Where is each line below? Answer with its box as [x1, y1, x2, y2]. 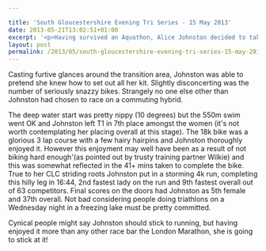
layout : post [8, 40, 51, 48]
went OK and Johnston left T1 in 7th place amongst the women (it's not [8, 119, 240, 128]
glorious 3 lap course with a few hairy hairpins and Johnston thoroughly [8, 135, 243, 145]
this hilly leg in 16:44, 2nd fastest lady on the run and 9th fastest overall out [8, 177, 253, 187]
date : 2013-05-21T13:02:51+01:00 [8, 25, 119, 34]
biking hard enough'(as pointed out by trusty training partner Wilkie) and [8, 152, 245, 162]
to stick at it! [8, 235, 49, 245]
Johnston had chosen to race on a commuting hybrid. [8, 95, 184, 105]
